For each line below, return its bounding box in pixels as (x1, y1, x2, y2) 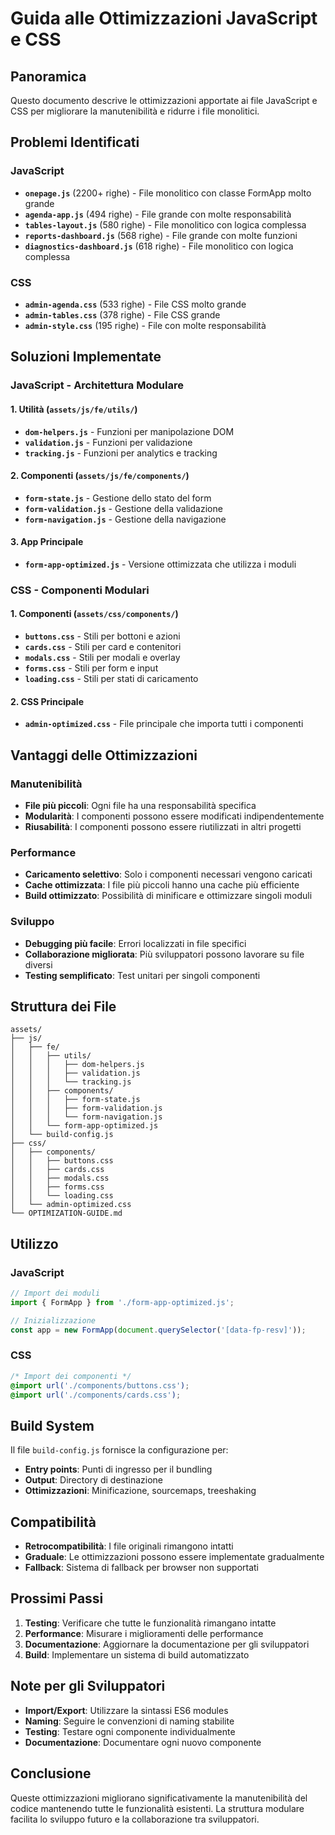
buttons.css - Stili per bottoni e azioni (24, 630, 181, 642)
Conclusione (10, 1765, 92, 1782)
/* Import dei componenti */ (10, 1371, 132, 1381)
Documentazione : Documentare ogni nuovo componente (24, 1736, 262, 1748)
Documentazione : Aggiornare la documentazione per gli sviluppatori (24, 1638, 310, 1650)
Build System (10, 1417, 95, 1434)
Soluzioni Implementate (10, 348, 162, 366)
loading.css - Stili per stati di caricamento (24, 673, 199, 685)
